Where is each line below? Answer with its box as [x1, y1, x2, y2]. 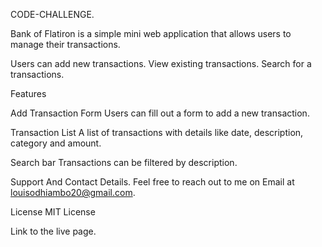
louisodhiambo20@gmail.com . [10, 187, 136, 198]
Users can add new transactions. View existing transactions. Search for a [10, 58, 312, 69]
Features [10, 88, 47, 99]
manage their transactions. [10, 39, 121, 50]
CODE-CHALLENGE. [10, 9, 95, 20]
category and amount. [10, 137, 102, 149]
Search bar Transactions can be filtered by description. [10, 157, 238, 168]
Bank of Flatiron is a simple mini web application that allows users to [10, 28, 292, 39]
